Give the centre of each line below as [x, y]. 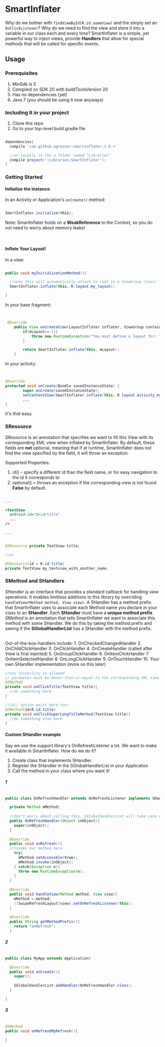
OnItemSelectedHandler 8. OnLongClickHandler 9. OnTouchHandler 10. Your [82, 659]
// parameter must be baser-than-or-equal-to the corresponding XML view [82, 678]
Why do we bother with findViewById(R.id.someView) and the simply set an [81, 23]
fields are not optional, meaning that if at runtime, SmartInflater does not [78, 448]
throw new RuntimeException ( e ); [51, 871]
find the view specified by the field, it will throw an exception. [67, 453]
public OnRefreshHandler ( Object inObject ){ [55, 821]
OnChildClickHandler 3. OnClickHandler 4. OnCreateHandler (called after [79, 648]
